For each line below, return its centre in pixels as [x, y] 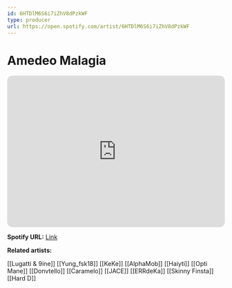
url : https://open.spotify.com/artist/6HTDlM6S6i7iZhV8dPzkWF [98, 26]
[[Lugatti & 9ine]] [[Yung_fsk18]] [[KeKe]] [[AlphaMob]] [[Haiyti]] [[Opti [107, 264]
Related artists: [30, 250]
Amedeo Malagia [57, 60]
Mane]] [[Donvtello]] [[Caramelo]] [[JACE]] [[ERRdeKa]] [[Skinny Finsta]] [110, 271]
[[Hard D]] [22, 278]
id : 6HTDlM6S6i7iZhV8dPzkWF [48, 13]
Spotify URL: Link [32, 237]
